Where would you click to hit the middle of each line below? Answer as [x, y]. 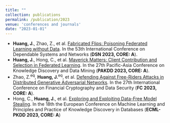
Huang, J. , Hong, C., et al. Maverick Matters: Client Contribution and [85, 60]
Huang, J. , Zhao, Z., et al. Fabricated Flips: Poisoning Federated [80, 43]
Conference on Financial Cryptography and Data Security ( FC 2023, [85, 88]
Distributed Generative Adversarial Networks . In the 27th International [86, 82]
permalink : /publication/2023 [38, 19]
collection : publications [33, 15]
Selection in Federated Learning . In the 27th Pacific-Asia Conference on [89, 65]
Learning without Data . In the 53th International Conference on [79, 49]
